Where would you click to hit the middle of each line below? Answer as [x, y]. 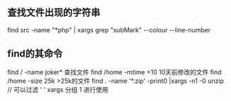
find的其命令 [35, 54]
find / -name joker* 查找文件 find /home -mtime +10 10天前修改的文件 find [114, 72]
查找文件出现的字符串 [54, 13]
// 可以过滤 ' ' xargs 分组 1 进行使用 [58, 89]
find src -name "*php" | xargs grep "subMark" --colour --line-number [109, 29]
